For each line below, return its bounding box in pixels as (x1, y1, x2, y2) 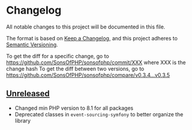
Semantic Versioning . (6, 41, 58, 48)
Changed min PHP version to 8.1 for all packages (14, 104, 133, 112)
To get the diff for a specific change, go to (6, 52, 110, 59)
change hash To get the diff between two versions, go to (6, 65, 145, 72)
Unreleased (6, 88, 50, 99)
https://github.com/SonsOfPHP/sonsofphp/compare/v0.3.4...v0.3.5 (6, 71, 170, 78)
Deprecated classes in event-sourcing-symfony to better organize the (14, 110, 184, 118)
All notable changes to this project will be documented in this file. (6, 23, 166, 30)
